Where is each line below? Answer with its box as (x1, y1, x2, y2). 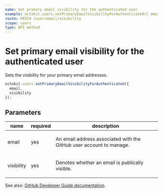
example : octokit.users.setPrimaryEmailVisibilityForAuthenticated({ (5, 12, 149, 16)
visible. (55, 165, 72, 172)
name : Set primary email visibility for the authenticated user (5, 7, 138, 12)
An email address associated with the (55, 136, 141, 143)
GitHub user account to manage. (55, 142, 130, 148)
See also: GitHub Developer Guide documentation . (5, 182, 106, 189)
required (31, 123, 51, 130)
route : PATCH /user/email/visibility (5, 16, 81, 21)
